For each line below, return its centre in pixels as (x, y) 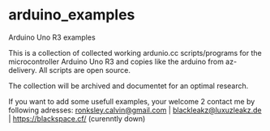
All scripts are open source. (85, 70)
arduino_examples (72, 15)
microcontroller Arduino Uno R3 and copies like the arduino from (116, 61)
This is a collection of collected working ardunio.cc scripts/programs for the (135, 53)
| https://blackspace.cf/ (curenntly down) (77, 118)
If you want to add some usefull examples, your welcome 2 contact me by (132, 101)
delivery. (23, 70)
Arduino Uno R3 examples (52, 37)
